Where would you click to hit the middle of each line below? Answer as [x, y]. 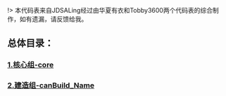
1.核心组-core [31, 65]
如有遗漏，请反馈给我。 [54, 19]
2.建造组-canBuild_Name [51, 85]
